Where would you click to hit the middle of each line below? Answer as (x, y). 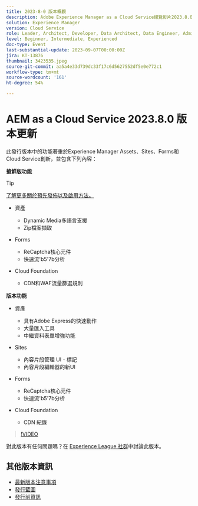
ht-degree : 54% (25, 83)
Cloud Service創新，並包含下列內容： (52, 159)
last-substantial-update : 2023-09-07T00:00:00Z (66, 50)
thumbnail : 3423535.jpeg (37, 61)
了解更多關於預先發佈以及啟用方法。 (50, 195)
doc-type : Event (26, 45)
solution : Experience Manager (43, 22)
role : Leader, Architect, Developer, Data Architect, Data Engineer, (93, 34)
